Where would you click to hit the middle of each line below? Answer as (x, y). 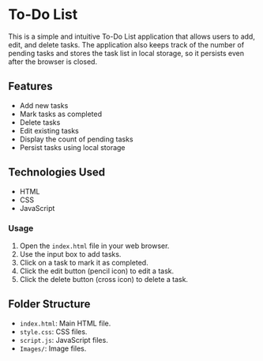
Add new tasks (44, 105)
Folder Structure (49, 305)
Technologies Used (56, 173)
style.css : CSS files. (53, 331)
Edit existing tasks (49, 130)
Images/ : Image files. (53, 348)
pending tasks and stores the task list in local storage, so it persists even (126, 53)
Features (30, 86)
